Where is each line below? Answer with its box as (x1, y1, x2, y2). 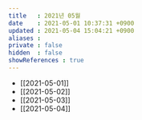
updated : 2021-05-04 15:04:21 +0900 (8, 26, 135, 34)
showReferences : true (8, 57, 84, 65)
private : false (8, 42, 63, 50)
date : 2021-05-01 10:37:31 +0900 (8, 19, 135, 27)
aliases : (8, 34, 42, 42)
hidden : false (8, 49, 63, 57)
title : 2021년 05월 (8, 11, 81, 20)
